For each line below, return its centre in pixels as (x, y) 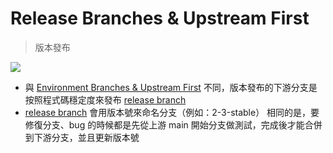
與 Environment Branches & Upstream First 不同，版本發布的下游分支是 (171, 87)
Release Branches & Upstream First (160, 18)
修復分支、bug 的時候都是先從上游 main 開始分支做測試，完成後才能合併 (173, 124)
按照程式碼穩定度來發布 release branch (105, 99)
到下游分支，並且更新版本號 (82, 137)
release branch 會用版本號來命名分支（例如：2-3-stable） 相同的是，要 (172, 112)
